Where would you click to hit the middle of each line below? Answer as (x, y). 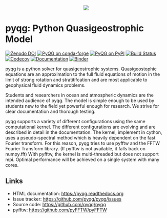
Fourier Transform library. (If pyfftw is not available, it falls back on (76, 148)
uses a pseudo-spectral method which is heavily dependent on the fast (80, 137)
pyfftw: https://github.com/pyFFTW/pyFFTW (60, 210)
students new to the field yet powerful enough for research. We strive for (82, 106)
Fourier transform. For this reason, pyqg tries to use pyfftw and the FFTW (83, 143)
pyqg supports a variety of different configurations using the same (76, 121)
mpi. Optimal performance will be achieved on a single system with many (82, 160)
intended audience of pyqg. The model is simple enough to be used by (80, 101)
